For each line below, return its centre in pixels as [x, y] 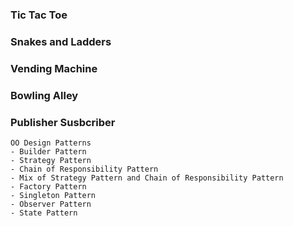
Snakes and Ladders [61, 41]
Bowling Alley [44, 95]
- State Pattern [44, 213]
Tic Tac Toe [39, 15]
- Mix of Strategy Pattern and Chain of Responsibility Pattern [147, 178]
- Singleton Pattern [53, 195]
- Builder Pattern [48, 151]
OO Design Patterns [51, 143]
